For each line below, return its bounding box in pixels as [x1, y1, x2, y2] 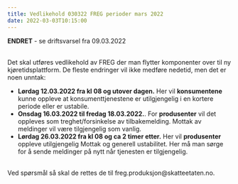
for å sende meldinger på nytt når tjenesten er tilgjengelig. [17, 147, 188, 156]
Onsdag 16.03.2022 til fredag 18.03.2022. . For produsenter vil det [17, 109, 217, 118]
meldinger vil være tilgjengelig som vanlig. [17, 124, 142, 133]
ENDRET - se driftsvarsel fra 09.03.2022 [7, 36, 126, 45]
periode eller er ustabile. [17, 102, 90, 110]
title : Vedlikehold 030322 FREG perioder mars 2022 [7, 10, 163, 18]
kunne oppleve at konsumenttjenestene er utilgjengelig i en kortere [17, 94, 214, 103]
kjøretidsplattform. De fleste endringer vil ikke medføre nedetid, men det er [7, 65, 227, 74]
